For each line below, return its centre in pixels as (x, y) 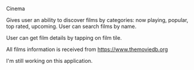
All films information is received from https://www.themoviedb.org (87, 49)
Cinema (16, 9)
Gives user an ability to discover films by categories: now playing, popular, (97, 20)
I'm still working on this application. (49, 61)
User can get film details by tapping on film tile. (64, 38)
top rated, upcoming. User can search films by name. (71, 26)
